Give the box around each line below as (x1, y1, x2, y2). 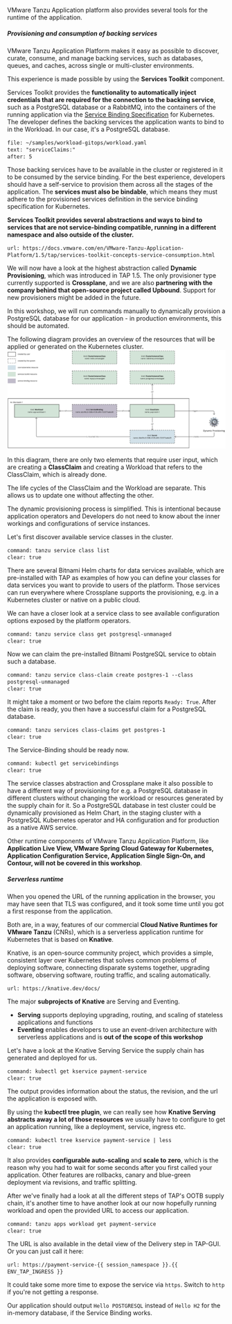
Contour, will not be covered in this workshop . (7, 859, 143, 867)
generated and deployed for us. (7, 1054, 98, 1062)
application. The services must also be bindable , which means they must (7, 187, 218, 196)
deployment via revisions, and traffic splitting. (7, 1178, 137, 1187)
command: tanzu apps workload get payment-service (7, 1221, 157, 1228)
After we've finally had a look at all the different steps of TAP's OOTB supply (7, 1191, 224, 1200)
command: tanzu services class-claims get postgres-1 (7, 727, 166, 734)
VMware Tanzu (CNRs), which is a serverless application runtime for (7, 928, 204, 936)
